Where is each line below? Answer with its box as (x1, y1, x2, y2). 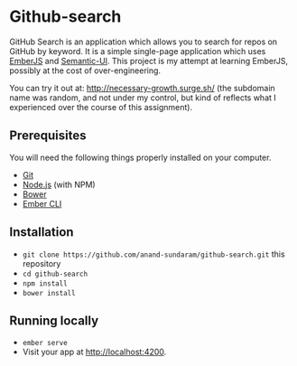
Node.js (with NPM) (22, 179, 97, 190)
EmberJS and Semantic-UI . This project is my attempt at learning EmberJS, (9, 55, 289, 66)
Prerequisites (9, 128, 87, 144)
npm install (22, 278, 68, 288)
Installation (9, 224, 74, 240)
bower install (22, 288, 76, 297)
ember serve (22, 339, 68, 348)
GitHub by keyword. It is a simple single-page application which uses (9, 45, 266, 56)
